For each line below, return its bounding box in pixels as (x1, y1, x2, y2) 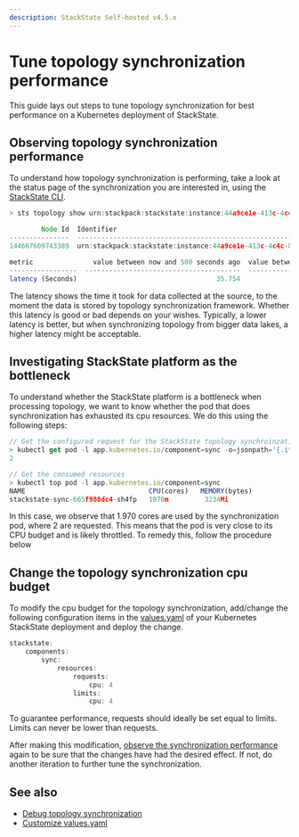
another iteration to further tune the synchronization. (9, 759, 202, 769)
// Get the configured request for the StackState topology (9, 438, 238, 447)
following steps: (9, 420, 68, 431)
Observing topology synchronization (9, 135, 218, 150)
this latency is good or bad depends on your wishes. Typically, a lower (9, 309, 267, 320)
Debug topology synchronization (21, 808, 142, 819)
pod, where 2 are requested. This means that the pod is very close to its (9, 521, 273, 531)
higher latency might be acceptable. (9, 328, 141, 339)
